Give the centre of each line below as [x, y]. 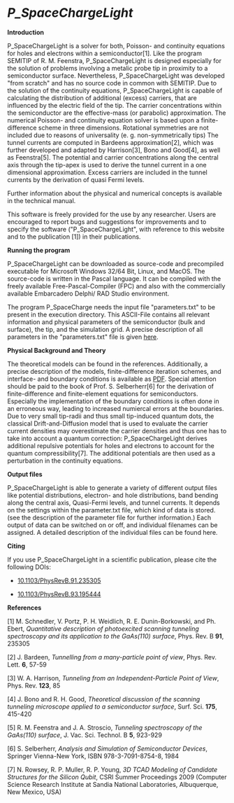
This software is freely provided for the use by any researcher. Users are [112, 214]
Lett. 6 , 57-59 [27, 664]
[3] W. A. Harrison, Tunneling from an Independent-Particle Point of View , [113, 678]
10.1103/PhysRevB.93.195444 [59, 594]
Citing [16, 546]
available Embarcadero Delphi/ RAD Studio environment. [88, 293]
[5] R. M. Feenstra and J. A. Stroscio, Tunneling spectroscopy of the [105, 727]
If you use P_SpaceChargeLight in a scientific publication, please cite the [112, 559]
